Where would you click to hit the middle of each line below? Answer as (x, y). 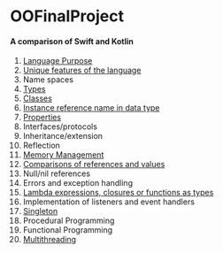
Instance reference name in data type (91, 108)
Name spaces (48, 80)
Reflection (42, 146)
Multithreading (50, 240)
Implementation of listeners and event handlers (109, 202)
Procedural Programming (69, 221)
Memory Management (63, 155)
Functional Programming (68, 230)
